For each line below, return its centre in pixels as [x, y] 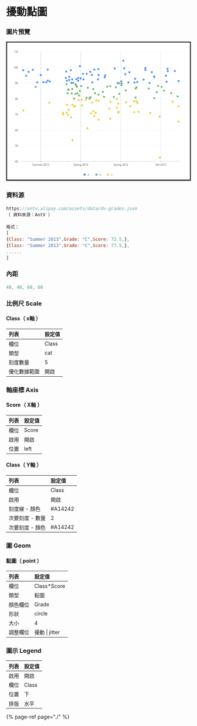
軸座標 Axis [23, 390]
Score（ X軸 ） [24, 405]
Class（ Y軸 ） [24, 465]
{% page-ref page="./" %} [38, 717]
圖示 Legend [24, 650]
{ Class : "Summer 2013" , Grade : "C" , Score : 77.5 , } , [68, 246]
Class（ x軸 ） [23, 318]
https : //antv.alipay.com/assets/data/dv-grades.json [72, 209]
